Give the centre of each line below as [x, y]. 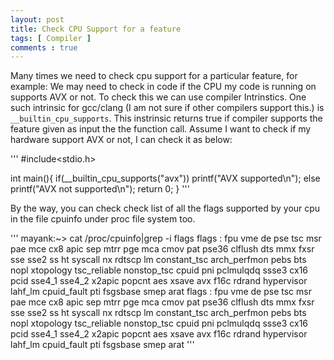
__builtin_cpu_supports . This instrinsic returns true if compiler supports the [166, 118]
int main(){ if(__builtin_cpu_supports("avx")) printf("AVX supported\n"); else [165, 178]
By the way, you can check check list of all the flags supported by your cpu [165, 208]
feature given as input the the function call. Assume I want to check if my [161, 129]
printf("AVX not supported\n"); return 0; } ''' [100, 189]
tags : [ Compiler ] [51, 38]
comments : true [44, 47]
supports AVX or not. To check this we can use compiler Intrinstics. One [158, 97]
